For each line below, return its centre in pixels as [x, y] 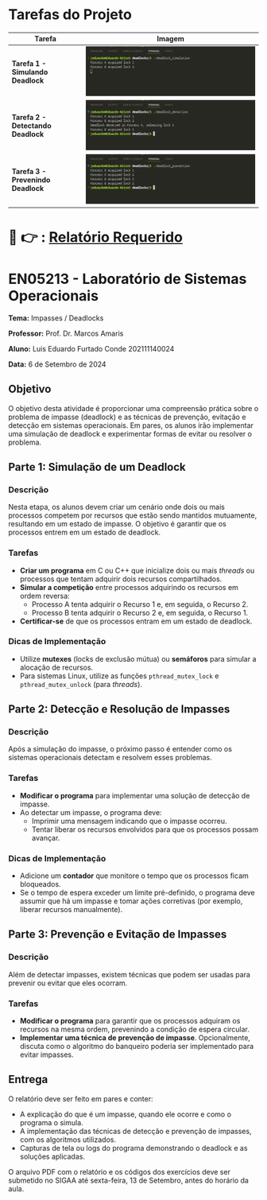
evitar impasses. [46, 1054]
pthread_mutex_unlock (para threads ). [81, 684]
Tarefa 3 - [29, 171]
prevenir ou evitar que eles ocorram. [68, 983]
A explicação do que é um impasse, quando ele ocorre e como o [126, 1114]
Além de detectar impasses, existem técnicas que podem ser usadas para [129, 974]
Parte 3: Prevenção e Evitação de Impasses [118, 935]
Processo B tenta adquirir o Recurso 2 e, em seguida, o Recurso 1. [140, 612]
